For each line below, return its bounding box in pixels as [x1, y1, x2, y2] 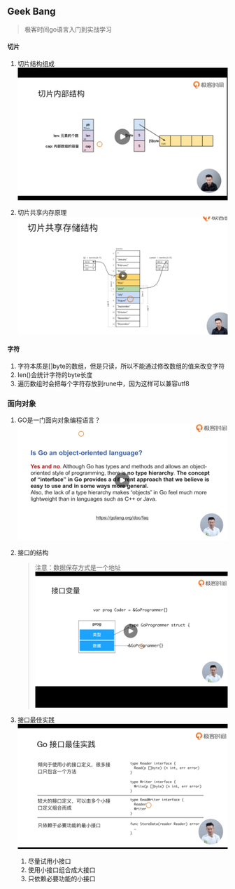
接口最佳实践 [17, 716, 55, 724]
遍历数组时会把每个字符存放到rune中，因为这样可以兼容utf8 [17, 379, 190, 388]
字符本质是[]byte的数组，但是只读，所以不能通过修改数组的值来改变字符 [17, 362, 225, 370]
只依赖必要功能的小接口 [27, 874, 96, 883]
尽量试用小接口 [27, 857, 71, 865]
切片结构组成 [17, 60, 55, 68]
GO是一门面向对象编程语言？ [17, 416, 101, 424]
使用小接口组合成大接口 [27, 865, 96, 874]
